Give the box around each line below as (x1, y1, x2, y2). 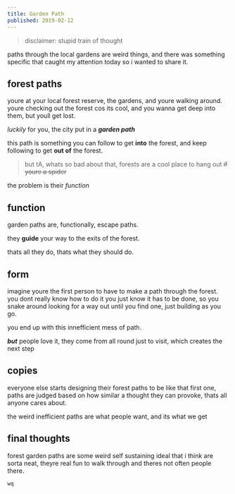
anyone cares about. (7, 398, 67, 406)
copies (7, 365, 38, 377)
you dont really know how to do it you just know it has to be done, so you (7, 294, 220, 303)
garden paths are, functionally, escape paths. (7, 220, 139, 229)
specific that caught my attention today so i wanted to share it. (7, 57, 189, 66)
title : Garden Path (7, 10, 65, 18)
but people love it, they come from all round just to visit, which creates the (7, 337, 223, 345)
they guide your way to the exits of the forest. (7, 234, 140, 243)
